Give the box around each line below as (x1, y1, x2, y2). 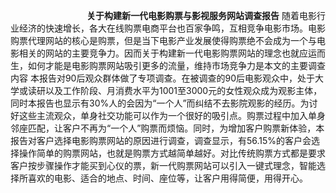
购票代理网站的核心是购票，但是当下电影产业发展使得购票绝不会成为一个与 (10, 35, 317, 46)
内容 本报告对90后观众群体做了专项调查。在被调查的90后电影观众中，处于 (10, 72, 315, 84)
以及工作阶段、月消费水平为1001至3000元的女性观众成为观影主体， (44, 85, 323, 96)
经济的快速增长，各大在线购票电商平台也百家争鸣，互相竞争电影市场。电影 (18, 22, 326, 34)
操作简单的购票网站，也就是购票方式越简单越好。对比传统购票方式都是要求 (18, 147, 326, 159)
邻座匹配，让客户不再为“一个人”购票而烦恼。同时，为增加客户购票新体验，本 (10, 122, 325, 134)
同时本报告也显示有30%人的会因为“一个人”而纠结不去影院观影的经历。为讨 (10, 97, 318, 109)
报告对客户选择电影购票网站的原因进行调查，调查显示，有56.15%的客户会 (10, 135, 312, 146)
